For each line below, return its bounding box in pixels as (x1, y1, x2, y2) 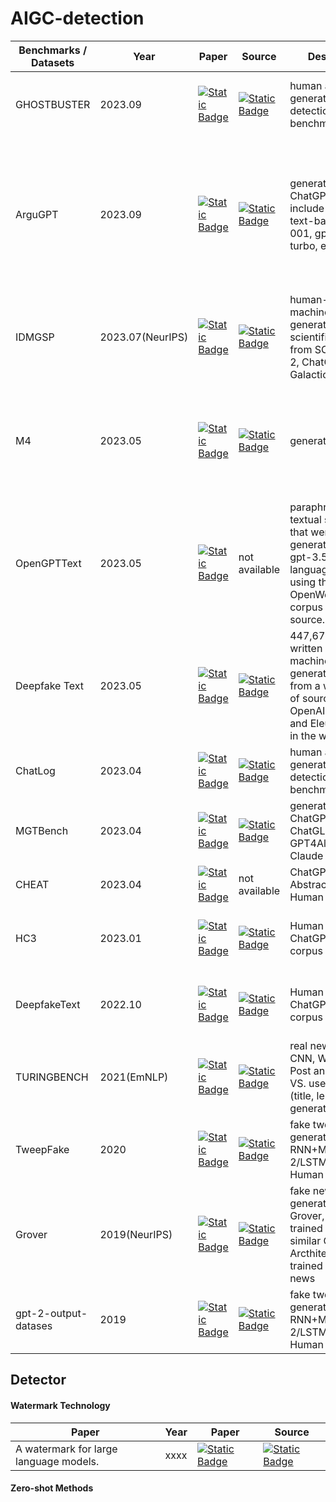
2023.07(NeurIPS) (99, 330, 189, 344)
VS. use (289, 1076, 327, 1090)
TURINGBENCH (15, 1070, 89, 1084)
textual (289, 512, 322, 526)
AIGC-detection (10, 7, 145, 30)
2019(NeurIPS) (99, 1227, 173, 1241)
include (289, 201, 325, 215)
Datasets (31, 55, 75, 69)
